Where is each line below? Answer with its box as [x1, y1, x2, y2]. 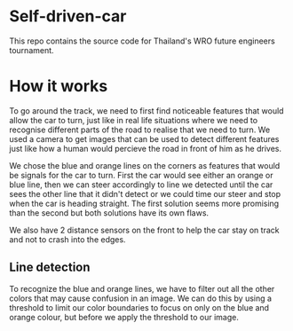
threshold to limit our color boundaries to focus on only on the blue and [9, 302, 269, 312]
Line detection [9, 260, 91, 275]
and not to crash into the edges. [9, 233, 126, 245]
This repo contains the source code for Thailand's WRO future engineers [9, 35, 275, 46]
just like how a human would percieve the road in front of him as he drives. [9, 143, 282, 154]
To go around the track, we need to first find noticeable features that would [9, 105, 284, 116]
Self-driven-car [9, 6, 127, 27]
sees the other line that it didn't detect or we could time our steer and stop [9, 188, 281, 199]
